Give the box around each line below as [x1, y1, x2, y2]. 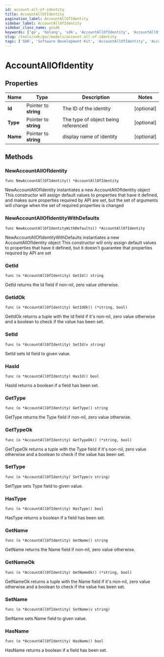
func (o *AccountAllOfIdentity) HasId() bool [5, 374, 99, 379]
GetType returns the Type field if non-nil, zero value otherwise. [5, 414, 132, 420]
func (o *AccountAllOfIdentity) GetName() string [5, 538, 108, 543]
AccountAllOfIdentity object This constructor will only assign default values [5, 240, 157, 246]
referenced [62, 122, 88, 129]
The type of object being [62, 116, 119, 123]
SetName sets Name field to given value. [5, 616, 87, 621]
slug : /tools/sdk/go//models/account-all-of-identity [5, 35, 117, 40]
